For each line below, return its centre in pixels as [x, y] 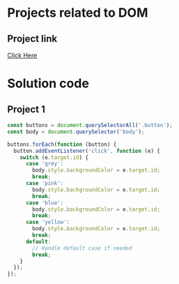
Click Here [22, 55]
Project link [32, 39]
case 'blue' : [45, 203]
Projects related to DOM [78, 13]
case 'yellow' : [48, 222]
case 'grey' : [45, 164]
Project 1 [26, 109]
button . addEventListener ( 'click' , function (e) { [87, 151]
